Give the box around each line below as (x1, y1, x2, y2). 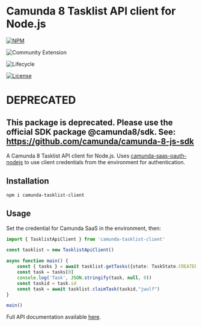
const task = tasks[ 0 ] (17, 269, 74, 275)
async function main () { (6, 258, 69, 264)
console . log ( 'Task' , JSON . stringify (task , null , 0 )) (17, 275, 152, 281)
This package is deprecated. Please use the (6, 117, 173, 127)
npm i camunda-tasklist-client (6, 192, 85, 198)
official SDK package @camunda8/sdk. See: (6, 127, 176, 137)
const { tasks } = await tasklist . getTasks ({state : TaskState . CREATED (17, 264, 198, 270)
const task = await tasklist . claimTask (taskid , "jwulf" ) (17, 286, 161, 292)
